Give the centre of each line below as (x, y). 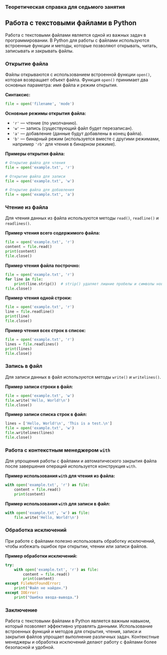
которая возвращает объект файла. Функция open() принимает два (77, 80)
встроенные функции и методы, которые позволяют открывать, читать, (81, 45)
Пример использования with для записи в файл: (58, 503)
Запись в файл (24, 366)
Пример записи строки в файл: (39, 387)
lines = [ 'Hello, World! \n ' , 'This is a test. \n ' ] (59, 423)
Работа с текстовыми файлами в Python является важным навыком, (78, 621)
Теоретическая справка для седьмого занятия (65, 7)
